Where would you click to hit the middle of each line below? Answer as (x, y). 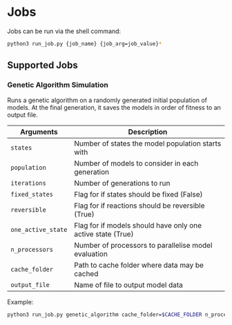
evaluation (91, 254)
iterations (28, 183)
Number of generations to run (122, 183)
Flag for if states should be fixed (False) (138, 194)
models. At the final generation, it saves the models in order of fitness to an (114, 107)
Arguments (39, 132)
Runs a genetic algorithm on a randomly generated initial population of (107, 100)
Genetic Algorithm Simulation (58, 85)
